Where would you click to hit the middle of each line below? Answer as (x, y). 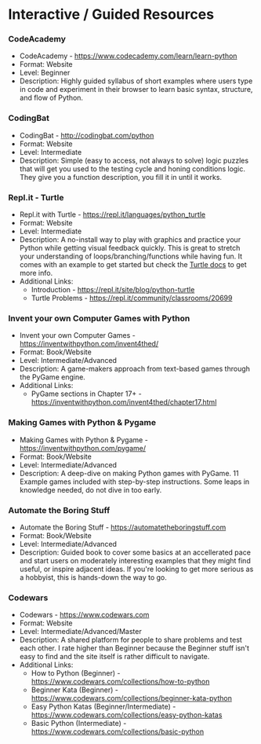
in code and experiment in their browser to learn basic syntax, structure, (136, 90)
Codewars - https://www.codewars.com (84, 615)
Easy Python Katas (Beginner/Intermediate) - (103, 707)
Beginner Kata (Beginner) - (75, 690)
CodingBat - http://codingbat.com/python (87, 135)
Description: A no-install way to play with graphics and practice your (130, 240)
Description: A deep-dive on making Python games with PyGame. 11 (129, 473)
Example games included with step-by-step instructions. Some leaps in (134, 482)
